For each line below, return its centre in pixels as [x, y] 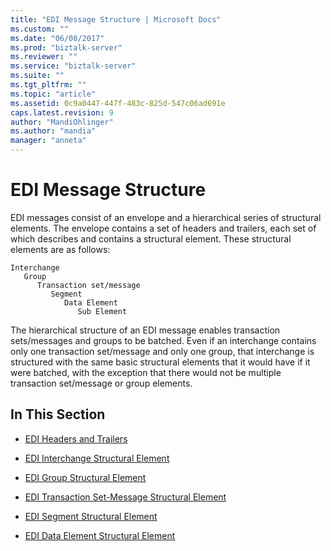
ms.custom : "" [40, 29]
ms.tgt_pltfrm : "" [48, 85]
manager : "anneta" [48, 141]
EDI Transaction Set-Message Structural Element [125, 497]
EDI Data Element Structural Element [100, 535]
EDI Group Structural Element [85, 477]
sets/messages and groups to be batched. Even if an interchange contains [163, 340]
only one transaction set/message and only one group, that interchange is [162, 351]
